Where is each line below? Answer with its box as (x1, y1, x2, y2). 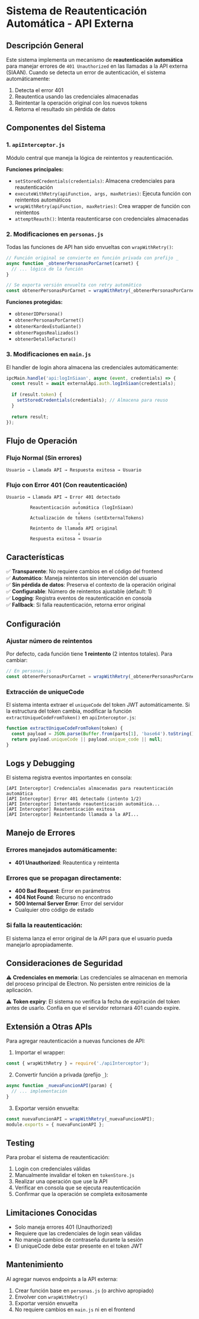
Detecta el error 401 (14, 87, 64, 93)
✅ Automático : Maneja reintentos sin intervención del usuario (6, 575, 158, 582)
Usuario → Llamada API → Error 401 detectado (6, 495, 120, 500)
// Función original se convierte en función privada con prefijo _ (6, 254, 179, 261)
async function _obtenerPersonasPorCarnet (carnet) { (6, 260, 139, 266)
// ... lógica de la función (11, 266, 84, 272)
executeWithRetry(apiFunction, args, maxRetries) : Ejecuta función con (14, 190, 191, 197)
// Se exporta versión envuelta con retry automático (6, 282, 142, 288)
